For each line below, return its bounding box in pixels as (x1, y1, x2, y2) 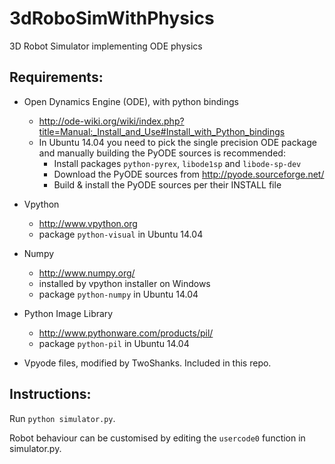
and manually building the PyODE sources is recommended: (38, 147, 286, 159)
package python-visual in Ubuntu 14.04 (38, 228, 204, 240)
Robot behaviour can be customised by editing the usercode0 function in (9, 432, 306, 444)
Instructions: (9, 386, 92, 403)
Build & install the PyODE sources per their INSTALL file (53, 178, 282, 191)
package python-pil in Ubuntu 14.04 (38, 337, 190, 349)
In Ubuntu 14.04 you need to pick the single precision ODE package (38, 136, 317, 148)
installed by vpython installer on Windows (38, 277, 211, 289)
